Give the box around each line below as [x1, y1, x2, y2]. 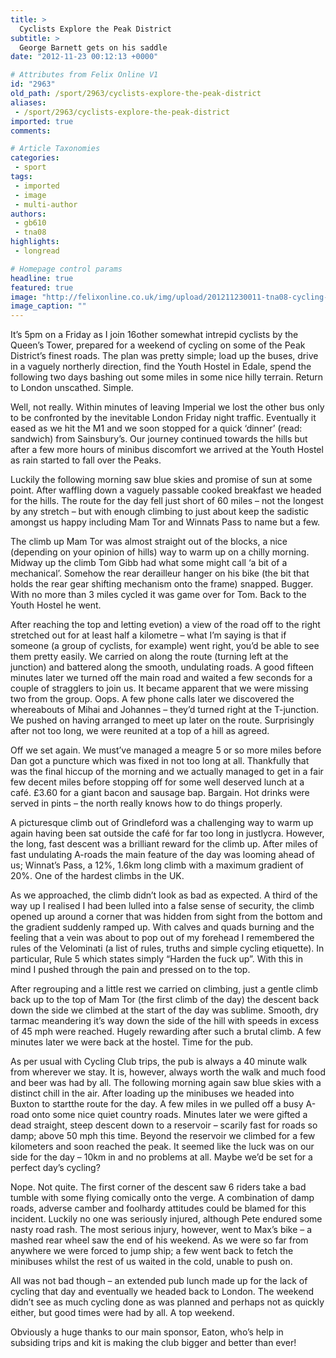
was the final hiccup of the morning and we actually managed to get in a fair [10, 766, 324, 778]
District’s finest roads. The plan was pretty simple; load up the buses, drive [10, 350, 319, 362]
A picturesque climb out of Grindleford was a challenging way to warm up [10, 817, 314, 829]
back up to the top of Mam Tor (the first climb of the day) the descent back [10, 994, 320, 1006]
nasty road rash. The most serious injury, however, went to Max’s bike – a [10, 1224, 313, 1236]
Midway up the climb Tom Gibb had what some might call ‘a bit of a [10, 557, 288, 569]
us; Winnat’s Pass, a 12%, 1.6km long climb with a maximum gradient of [10, 859, 304, 871]
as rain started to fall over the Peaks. [10, 454, 162, 466]
